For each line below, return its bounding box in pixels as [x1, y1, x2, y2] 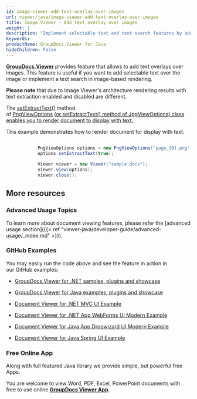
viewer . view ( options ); [37, 167, 93, 173]
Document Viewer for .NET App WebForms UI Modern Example [14, 312, 168, 319]
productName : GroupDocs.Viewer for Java [6, 42, 107, 48]
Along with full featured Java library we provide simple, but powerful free [6, 362, 183, 370]
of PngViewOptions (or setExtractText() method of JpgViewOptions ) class [6, 110, 185, 117]
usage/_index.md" [6, 232, 50, 239]
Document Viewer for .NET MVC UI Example [14, 300, 122, 307]
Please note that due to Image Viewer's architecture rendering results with [6, 86, 186, 94]
